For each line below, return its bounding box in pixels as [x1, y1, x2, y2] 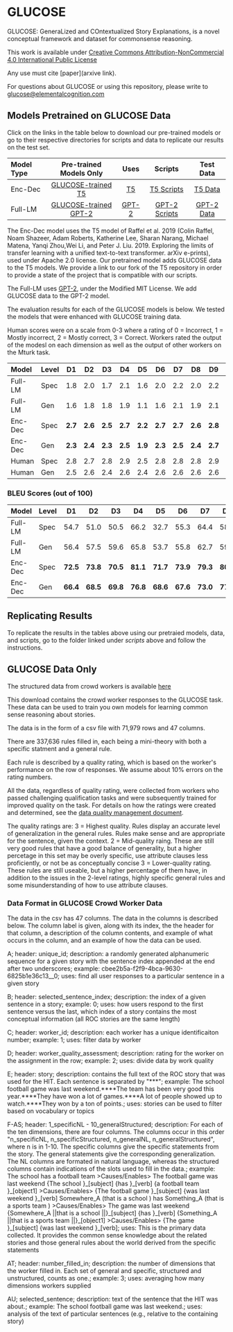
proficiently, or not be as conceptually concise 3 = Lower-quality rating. [7, 859, 212, 867]
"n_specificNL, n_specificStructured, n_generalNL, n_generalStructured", [7, 1135, 215, 1143]
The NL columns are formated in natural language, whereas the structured [7, 1157, 220, 1165]
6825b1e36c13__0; [7, 971, 60, 980]
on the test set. [7, 143, 51, 151]
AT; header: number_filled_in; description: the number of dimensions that [7, 1259, 216, 1267]
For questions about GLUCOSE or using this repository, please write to [7, 82, 209, 90]
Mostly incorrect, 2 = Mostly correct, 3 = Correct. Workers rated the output [7, 333, 222, 341]
